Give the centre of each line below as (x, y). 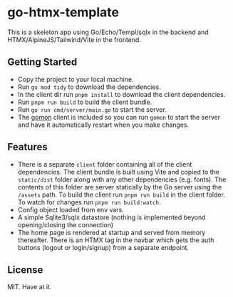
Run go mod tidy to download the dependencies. (89, 87)
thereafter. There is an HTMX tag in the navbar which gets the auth (116, 240)
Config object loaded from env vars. (71, 209)
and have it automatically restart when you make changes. (103, 125)
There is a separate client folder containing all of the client (105, 164)
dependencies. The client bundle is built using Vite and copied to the (118, 172)
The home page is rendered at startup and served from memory (112, 232)
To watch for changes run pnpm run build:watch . (89, 202)
